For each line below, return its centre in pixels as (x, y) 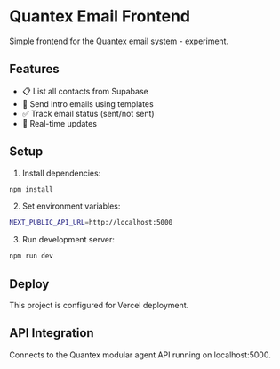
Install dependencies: (61, 173)
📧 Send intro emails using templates (88, 103)
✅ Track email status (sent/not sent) (88, 113)
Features (34, 69)
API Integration (52, 333)
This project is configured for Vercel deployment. (99, 305)
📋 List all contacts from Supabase (85, 91)
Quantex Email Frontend (100, 16)
